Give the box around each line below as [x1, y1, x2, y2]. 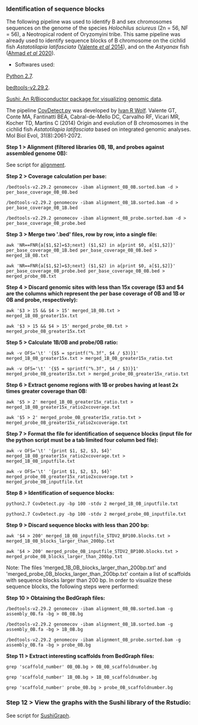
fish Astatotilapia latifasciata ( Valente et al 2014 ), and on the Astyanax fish [6, 43, 189, 50]
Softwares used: [14, 61, 55, 68]
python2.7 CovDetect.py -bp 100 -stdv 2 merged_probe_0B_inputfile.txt [6, 511, 186, 517]
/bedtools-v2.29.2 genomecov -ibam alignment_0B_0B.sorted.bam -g [6, 606, 173, 612]
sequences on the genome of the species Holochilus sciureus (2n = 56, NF [6, 24, 189, 31]
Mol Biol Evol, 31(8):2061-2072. [6, 132, 82, 139]
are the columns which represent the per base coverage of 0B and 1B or [6, 290, 185, 297]
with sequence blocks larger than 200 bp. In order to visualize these [6, 576, 173, 584]
